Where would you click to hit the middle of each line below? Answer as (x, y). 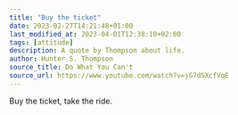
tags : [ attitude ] (41, 42)
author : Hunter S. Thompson (62, 59)
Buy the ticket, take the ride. (61, 101)
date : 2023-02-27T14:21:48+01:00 (71, 26)
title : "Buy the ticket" (55, 17)
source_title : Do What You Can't (71, 68)
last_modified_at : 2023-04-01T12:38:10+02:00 (95, 34)
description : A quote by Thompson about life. (97, 51)
